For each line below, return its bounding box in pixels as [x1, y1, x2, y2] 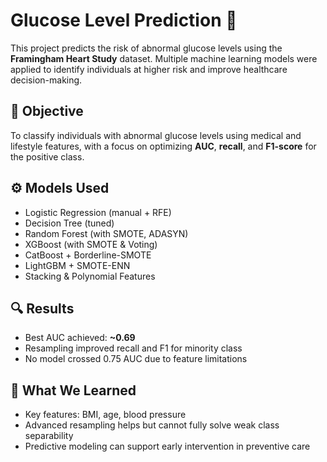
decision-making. [10, 74, 83, 86]
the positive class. [10, 150, 85, 163]
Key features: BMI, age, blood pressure [24, 409, 187, 421]
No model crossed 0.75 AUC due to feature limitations [24, 353, 248, 365]
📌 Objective [10, 103, 84, 120]
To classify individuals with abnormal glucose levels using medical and [10, 129, 302, 141]
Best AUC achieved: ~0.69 [24, 332, 136, 344]
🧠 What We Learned [10, 382, 137, 399]
